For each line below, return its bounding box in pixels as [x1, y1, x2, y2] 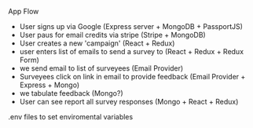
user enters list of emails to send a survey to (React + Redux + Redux [19, 47, 244, 56]
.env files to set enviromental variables [8, 112, 134, 121]
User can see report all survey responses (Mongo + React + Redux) [19, 97, 239, 106]
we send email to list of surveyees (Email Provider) [19, 64, 184, 73]
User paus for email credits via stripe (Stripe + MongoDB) [19, 31, 206, 39]
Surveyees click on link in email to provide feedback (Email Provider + [19, 72, 246, 81]
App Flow [8, 7, 39, 16]
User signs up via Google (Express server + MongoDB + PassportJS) [19, 22, 244, 31]
